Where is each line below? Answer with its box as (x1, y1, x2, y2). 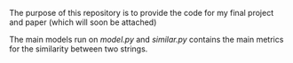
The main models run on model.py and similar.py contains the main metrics (9, 35, 284, 44)
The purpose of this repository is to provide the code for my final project (9, 8, 273, 18)
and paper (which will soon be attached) (9, 17, 157, 28)
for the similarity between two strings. (9, 43, 148, 54)
